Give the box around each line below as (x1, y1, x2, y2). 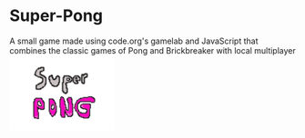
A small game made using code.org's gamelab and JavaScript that (9, 35, 259, 46)
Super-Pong (9, 5, 103, 26)
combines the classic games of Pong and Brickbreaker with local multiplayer (9, 44, 296, 55)
